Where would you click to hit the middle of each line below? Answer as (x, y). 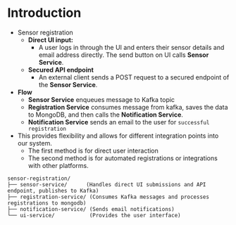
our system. (35, 143)
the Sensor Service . (68, 84)
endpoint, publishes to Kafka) (53, 191)
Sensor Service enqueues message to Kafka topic (101, 99)
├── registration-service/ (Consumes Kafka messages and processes (108, 197)
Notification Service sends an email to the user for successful (119, 122)
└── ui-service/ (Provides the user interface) (94, 215)
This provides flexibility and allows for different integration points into (118, 136)
